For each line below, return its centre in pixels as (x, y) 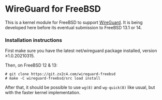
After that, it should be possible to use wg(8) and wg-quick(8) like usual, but (80, 87)
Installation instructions (34, 40)
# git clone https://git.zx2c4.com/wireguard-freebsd (60, 74)
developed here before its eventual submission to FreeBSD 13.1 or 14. (74, 27)
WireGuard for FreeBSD (53, 9)
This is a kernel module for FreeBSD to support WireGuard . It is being (74, 22)
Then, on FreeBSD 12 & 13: (31, 65)
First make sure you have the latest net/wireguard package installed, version (81, 51)
